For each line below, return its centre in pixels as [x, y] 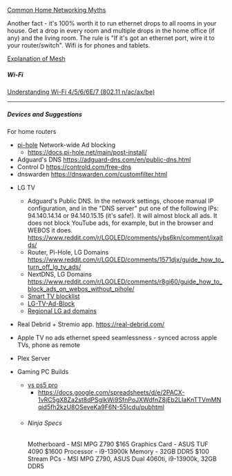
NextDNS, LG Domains [59, 274]
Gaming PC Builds [43, 371]
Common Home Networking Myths [57, 10]
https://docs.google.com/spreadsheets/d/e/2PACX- [111, 392]
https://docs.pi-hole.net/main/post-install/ [87, 152]
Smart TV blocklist [54, 296]
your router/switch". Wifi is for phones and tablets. [79, 45]
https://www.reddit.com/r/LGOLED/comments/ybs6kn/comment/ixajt [125, 237]
